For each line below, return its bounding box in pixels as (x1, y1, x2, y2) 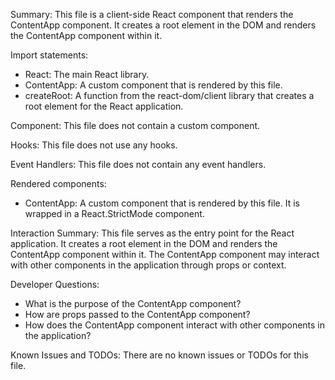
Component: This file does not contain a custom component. (10, 120, 261, 131)
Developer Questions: (10, 279, 100, 290)
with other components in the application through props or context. (10, 259, 287, 271)
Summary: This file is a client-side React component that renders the (10, 9, 294, 20)
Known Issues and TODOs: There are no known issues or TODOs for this (10, 349, 309, 361)
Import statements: (10, 49, 89, 61)
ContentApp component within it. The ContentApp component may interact (10, 249, 320, 260)
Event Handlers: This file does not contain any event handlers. (10, 159, 267, 170)
